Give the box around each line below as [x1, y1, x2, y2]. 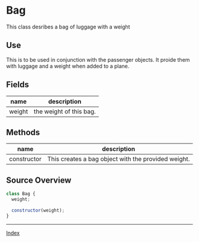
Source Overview [6, 175, 72, 185]
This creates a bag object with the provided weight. [47, 155, 190, 163]
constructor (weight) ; [11, 207, 65, 214]
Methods [6, 127, 40, 137]
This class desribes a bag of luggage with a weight [6, 23, 130, 30]
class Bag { [6, 191, 36, 197]
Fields [6, 79, 30, 90]
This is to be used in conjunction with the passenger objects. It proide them [6, 56, 190, 63]
